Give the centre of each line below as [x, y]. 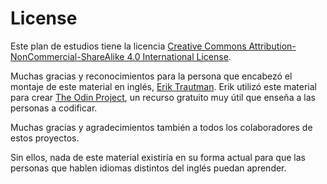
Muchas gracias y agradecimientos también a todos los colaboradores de [161, 127]
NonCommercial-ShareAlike [67, 56]
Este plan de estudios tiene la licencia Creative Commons [128, 46]
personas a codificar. [54, 108]
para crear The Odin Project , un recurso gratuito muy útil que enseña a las [163, 97]
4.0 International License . [179, 56]
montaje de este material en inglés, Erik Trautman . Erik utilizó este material [163, 86]
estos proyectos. [45, 138]
